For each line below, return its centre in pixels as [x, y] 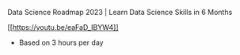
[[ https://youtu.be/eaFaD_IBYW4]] [63, 27]
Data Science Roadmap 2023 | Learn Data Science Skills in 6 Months [120, 12]
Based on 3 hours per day [61, 42]
